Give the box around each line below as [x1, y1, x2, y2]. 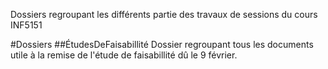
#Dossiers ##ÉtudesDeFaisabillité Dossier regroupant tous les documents [10, 39, 314, 50]
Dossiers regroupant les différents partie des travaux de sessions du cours [10, 9, 318, 20]
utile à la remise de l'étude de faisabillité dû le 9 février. [10, 49, 238, 61]
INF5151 [10, 19, 43, 31]
